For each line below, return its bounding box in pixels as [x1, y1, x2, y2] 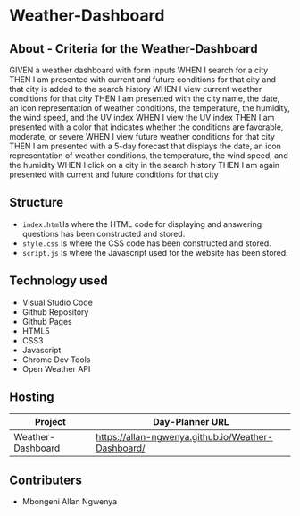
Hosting [9, 390, 55, 405]
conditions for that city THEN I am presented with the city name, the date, [9, 93, 280, 104]
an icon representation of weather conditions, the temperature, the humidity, [9, 103, 290, 113]
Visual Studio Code [21, 297, 94, 308]
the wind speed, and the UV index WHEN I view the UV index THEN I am [9, 113, 275, 123]
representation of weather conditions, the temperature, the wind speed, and [9, 150, 288, 161]
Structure [9, 195, 64, 210]
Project [34, 416, 67, 428]
